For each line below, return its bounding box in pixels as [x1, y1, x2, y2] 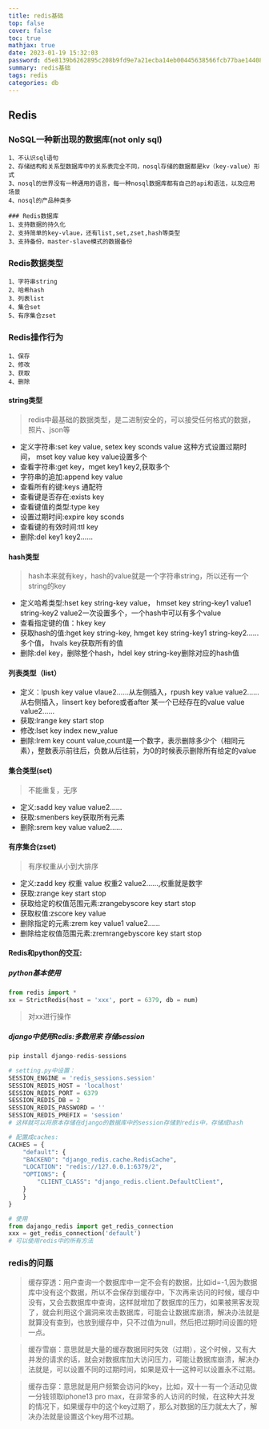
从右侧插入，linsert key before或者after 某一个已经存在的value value [19, 698, 245, 707]
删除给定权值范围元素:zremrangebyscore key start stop [19, 928, 203, 938]
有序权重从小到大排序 [27, 861, 98, 871]
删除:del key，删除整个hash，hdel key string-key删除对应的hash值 [19, 648, 240, 658]
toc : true [8, 34, 42, 42]
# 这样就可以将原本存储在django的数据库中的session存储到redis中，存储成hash [8, 1119, 244, 1127]
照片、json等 [27, 425, 70, 434]
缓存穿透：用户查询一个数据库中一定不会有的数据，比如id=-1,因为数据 [27, 1277, 258, 1286]
